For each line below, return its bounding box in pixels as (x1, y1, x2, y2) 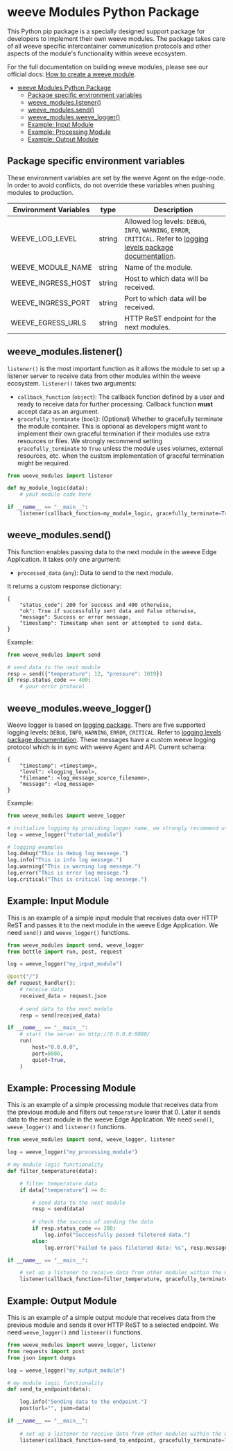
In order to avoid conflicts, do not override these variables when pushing (7, 181, 215, 189)
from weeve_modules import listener (7, 472, 113, 479)
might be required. (17, 458, 71, 467)
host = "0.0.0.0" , (32, 1044, 79, 1051)
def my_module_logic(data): (7, 485, 89, 492)
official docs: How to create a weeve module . (7, 70, 137, 78)
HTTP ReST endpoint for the (124, 314, 216, 323)
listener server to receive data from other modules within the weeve (7, 372, 201, 380)
